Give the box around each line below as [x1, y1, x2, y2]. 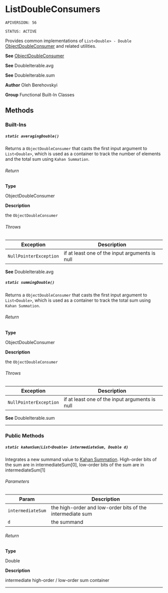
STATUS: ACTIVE [5, 29, 37, 34]
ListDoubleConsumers [5, 4, 100, 15]
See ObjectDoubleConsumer [5, 53, 64, 59]
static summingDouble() [5, 280, 55, 285]
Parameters [5, 479, 29, 485]
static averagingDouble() [5, 134, 59, 139]
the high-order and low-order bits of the [50, 504, 147, 511]
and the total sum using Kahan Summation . [5, 156, 90, 162]
